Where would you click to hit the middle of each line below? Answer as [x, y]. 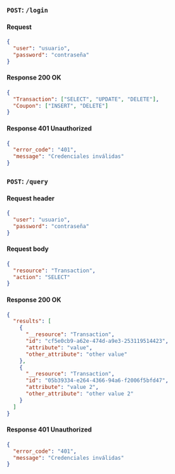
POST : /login [28, 10]
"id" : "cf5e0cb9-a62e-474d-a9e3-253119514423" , [97, 342]
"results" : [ [32, 321]
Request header [30, 198]
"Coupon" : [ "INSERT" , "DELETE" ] [61, 106]
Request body [28, 249]
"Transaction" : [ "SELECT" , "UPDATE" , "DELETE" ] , [86, 99]
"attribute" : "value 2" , [62, 388]
